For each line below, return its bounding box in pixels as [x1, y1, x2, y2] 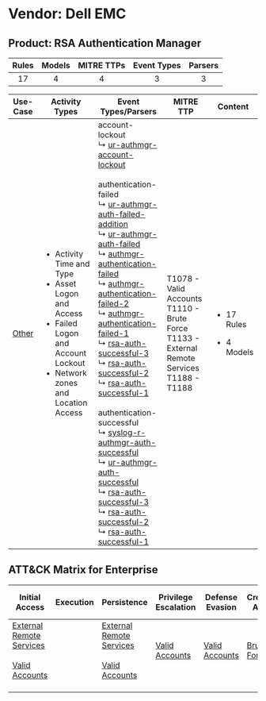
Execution [55, 596, 94, 607]
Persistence [101, 596, 148, 607]
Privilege [158, 591, 193, 603]
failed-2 [97, 299, 129, 309]
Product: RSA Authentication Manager [8, 37, 202, 50]
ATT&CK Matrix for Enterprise [8, 563, 158, 576]
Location [55, 398, 88, 408]
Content [217, 101, 249, 112]
